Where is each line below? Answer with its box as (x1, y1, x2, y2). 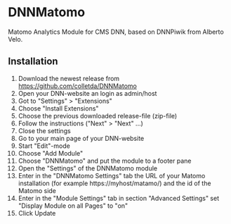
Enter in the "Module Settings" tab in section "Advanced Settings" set (18, 194, 220, 202)
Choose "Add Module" (18, 149, 84, 157)
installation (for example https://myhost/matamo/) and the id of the (18, 179, 211, 187)
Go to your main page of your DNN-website (18, 134, 145, 142)
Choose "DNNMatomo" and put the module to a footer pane (18, 156, 192, 165)
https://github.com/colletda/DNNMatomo (18, 82, 138, 90)
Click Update (18, 209, 56, 217)
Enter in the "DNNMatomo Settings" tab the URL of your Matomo (18, 171, 206, 180)
